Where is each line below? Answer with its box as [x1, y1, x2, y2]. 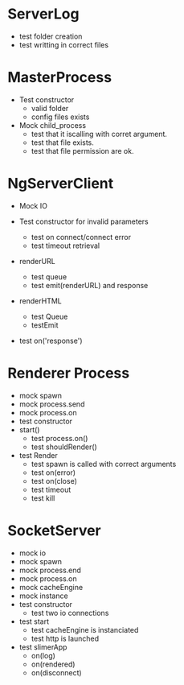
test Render [18, 450, 58, 460]
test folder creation [18, 31, 83, 41]
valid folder [31, 103, 69, 113]
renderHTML [18, 295, 62, 306]
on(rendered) [31, 659, 76, 669]
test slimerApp [18, 642, 67, 652]
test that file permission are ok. [31, 146, 134, 155]
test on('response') [18, 336, 83, 345]
